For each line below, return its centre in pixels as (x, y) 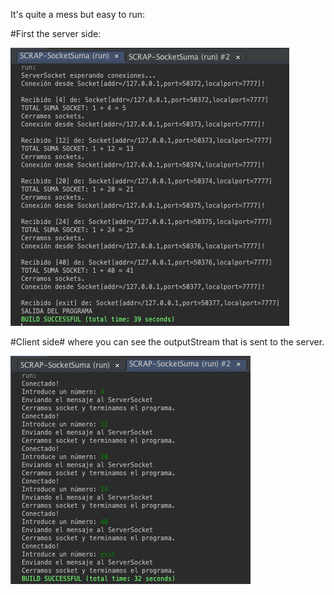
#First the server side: (56, 33)
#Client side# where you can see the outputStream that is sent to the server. (167, 342)
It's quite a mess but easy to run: (78, 14)
